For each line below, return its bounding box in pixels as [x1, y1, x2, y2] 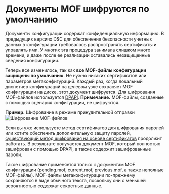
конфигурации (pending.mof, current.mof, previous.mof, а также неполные [5, 167, 164, 173]
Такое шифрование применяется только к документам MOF [5, 161, 136, 167]
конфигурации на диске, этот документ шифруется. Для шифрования [5, 89, 155, 95]
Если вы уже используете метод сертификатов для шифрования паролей [5, 125, 164, 131]
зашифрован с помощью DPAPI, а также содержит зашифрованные [5, 146, 151, 152]
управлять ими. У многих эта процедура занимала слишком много [5, 47, 151, 53]
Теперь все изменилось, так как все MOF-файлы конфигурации [5, 67, 147, 73]
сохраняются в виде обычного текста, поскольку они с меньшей [5, 177, 146, 183]
